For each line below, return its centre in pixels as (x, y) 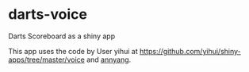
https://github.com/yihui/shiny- (190, 51)
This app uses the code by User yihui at (73, 51)
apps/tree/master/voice (46, 59)
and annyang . (109, 59)
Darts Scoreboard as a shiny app (62, 36)
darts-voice (48, 14)
